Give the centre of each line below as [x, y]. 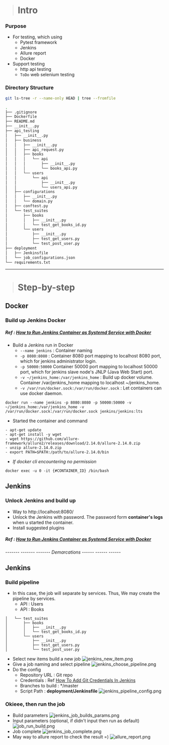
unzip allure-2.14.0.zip [36, 448]
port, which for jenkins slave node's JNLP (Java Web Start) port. [87, 372]
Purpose [16, 26]
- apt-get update [23, 430]
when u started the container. [43, 522]
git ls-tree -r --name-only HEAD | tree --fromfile [60, 98]
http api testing [36, 69]
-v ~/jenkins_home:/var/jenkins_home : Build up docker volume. [87, 377]
